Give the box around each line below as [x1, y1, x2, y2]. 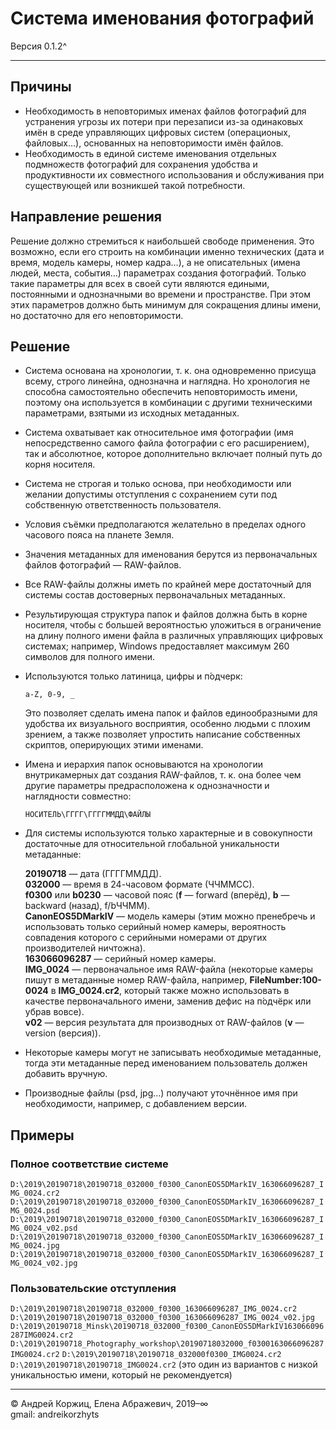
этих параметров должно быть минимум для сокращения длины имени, [10, 298, 322, 311]
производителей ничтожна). [24, 942, 146, 954]
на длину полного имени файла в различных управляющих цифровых [24, 630, 324, 642]
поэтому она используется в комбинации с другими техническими [24, 397, 313, 409]
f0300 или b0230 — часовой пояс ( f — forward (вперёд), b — [24, 889, 290, 901]
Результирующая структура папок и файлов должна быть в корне [24, 608, 308, 621]
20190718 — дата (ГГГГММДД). [24, 868, 162, 880]
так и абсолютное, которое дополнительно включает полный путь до [24, 448, 323, 460]
